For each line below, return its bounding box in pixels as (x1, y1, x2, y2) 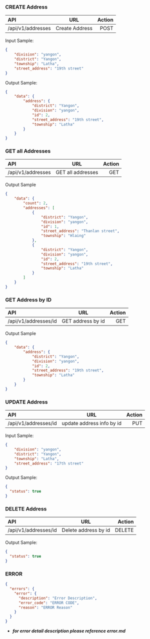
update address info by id (61, 420, 121, 427)
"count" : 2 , (23, 201, 48, 206)
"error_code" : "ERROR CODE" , (18, 600, 79, 605)
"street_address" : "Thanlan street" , (40, 228, 120, 233)
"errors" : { (9, 586, 35, 591)
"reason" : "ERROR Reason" (18, 605, 72, 610)
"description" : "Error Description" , (18, 595, 97, 600)
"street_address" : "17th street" (14, 461, 84, 466)
